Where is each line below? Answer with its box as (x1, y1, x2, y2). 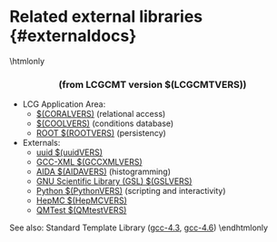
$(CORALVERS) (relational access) (35, 109, 166, 120)
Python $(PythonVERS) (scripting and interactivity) (35, 186, 226, 197)
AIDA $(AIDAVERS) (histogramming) (35, 166, 171, 178)
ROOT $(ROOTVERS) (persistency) (35, 128, 166, 139)
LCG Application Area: (22, 99, 106, 110)
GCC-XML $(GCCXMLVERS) (35, 157, 143, 168)
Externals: (22, 138, 61, 149)
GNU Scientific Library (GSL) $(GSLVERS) (35, 176, 193, 187)
